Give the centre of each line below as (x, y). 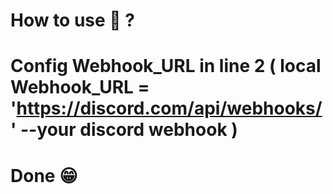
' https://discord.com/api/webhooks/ (166, 108)
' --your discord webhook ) (124, 130)
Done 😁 (44, 175)
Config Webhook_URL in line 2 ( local (166, 66)
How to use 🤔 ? (73, 20)
